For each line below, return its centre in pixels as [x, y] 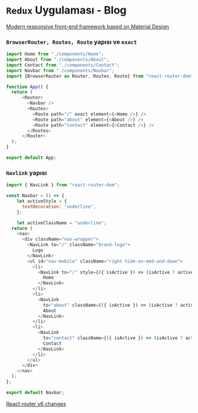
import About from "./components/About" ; [58, 60]
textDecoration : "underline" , [59, 206]
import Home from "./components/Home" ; [55, 54]
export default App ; [32, 158]
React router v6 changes [36, 404]
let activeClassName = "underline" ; [62, 223]
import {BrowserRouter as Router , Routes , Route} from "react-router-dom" [100, 76]
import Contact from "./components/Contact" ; [63, 65]
